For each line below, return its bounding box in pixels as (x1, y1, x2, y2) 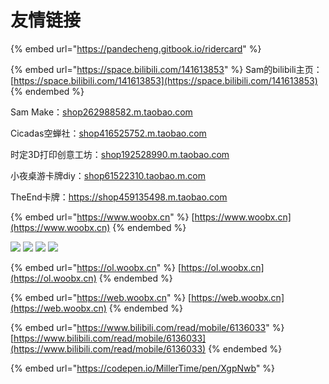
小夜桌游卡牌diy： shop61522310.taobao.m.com (10, 169, 206, 181)
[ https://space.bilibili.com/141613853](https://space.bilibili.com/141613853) (10, 74, 318, 86)
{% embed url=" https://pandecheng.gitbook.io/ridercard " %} (10, 42, 262, 55)
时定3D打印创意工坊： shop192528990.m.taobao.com (10, 148, 230, 160)
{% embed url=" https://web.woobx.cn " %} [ (10, 291, 192, 303)
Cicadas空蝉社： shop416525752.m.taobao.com (10, 127, 207, 139)
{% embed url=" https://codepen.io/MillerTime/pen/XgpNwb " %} (10, 362, 276, 374)
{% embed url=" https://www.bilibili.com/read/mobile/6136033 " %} (10, 321, 285, 333)
